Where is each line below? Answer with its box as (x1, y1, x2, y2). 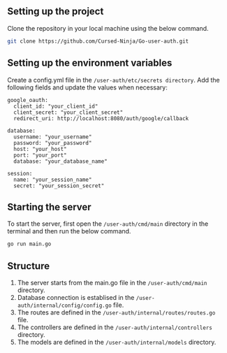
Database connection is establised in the (17, 294, 135, 301)
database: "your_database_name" (13, 157, 108, 165)
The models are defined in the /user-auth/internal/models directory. (17, 338, 217, 346)
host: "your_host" (13, 145, 68, 152)
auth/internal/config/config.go (17, 302, 112, 309)
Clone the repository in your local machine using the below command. (7, 24, 209, 32)
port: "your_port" (13, 152, 68, 159)
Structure (7, 260, 50, 272)
